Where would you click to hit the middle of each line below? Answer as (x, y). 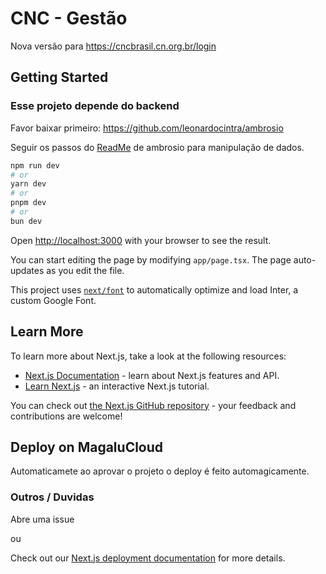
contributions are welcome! (66, 416)
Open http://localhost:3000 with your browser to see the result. (141, 240)
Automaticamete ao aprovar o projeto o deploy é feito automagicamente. (160, 471)
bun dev (26, 221)
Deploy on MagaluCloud (87, 447)
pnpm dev (28, 203)
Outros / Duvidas (52, 497)
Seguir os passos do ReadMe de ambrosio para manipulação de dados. (157, 147)
